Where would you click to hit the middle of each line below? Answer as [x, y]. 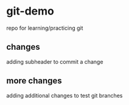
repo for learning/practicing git [45, 28]
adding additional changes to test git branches [64, 95]
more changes [34, 81]
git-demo [30, 11]
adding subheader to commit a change [55, 61]
